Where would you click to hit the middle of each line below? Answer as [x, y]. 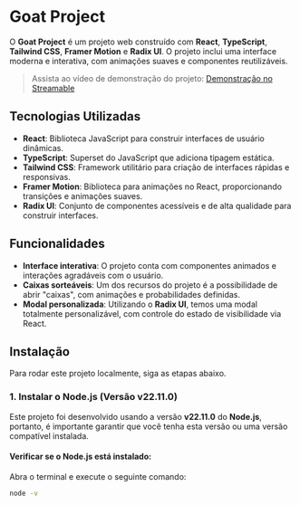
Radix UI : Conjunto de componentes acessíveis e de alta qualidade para [157, 205]
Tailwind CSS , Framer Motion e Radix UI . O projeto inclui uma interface [143, 51]
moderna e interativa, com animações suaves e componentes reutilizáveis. [149, 61]
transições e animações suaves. [82, 195]
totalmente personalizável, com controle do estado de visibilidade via [152, 313]
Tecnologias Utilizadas [75, 116]
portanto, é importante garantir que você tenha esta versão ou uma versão [149, 426]
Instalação [40, 352]
